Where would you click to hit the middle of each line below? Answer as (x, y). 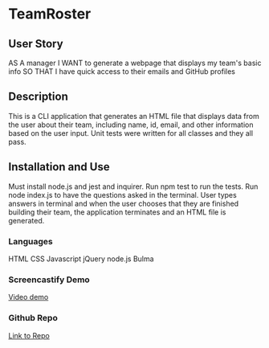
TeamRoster (50, 14)
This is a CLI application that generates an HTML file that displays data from (134, 116)
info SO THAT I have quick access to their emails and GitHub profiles (122, 72)
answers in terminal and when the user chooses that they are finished (124, 203)
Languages (31, 241)
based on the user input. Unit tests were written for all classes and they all (131, 133)
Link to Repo (29, 335)
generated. (26, 220)
